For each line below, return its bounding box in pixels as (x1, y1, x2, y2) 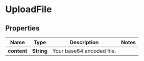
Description (69, 39, 99, 46)
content (8, 47, 28, 54)
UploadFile (5, 4, 52, 15)
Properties (5, 24, 40, 33)
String (32, 47, 47, 54)
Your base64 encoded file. (52, 47, 116, 54)
